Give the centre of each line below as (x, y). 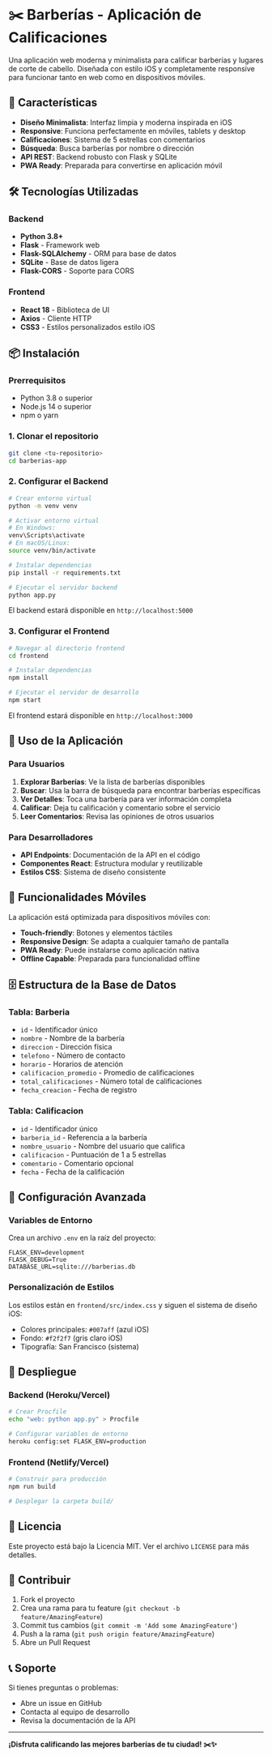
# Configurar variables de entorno (68, 1434)
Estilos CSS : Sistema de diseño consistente (93, 872)
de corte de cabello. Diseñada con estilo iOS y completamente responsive (132, 68)
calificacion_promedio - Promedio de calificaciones (107, 1073)
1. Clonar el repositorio (53, 436)
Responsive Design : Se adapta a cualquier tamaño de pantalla (124, 941)
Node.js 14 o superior (56, 407)
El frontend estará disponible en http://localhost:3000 (100, 715)
